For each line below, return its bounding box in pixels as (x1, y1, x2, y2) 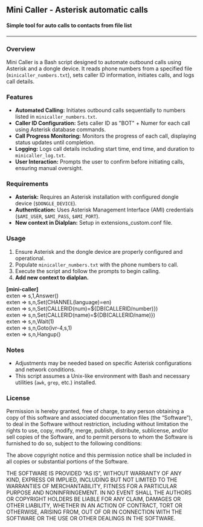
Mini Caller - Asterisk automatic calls (6, 5, 148, 15)
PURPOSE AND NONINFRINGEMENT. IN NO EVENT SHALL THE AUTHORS (6, 489, 192, 496)
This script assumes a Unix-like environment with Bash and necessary (14, 373, 190, 380)
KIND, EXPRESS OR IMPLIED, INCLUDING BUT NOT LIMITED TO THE (6, 476, 178, 483)
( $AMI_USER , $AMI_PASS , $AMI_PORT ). (14, 213, 100, 220)
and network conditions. (14, 366, 76, 373)
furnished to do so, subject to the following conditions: (6, 440, 142, 447)
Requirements (6, 180, 49, 188)
